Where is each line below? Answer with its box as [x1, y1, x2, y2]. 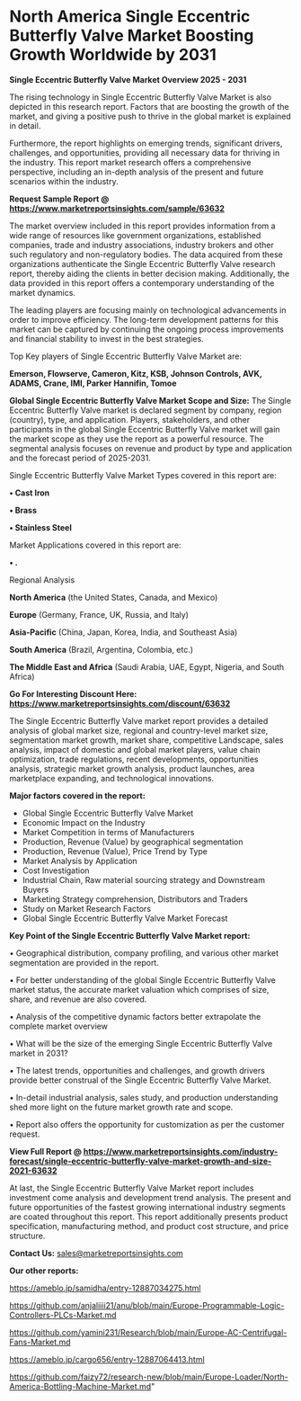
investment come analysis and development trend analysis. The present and [9, 1191, 292, 1202]
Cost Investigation [22, 865, 90, 876]
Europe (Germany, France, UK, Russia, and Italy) [9, 609, 189, 620]
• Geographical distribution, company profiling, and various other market [9, 947, 279, 959]
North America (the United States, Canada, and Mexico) [9, 592, 218, 602]
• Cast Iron [9, 487, 50, 498]
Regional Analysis [9, 574, 75, 585]
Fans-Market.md [9, 1336, 71, 1347]
